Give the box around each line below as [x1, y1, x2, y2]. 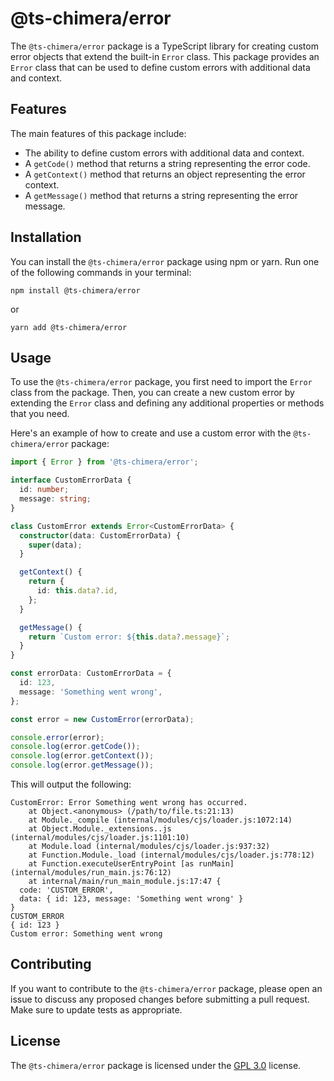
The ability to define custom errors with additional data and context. [24, 147, 305, 159]
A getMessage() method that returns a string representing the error [24, 189, 299, 201]
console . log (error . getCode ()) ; [10, 742, 141, 752]
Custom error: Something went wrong [10, 929, 163, 939]
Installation [10, 229, 82, 246]
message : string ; [19, 494, 92, 504]
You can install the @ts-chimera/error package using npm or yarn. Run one [10, 255, 320, 267]
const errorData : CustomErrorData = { [10, 668, 172, 679]
